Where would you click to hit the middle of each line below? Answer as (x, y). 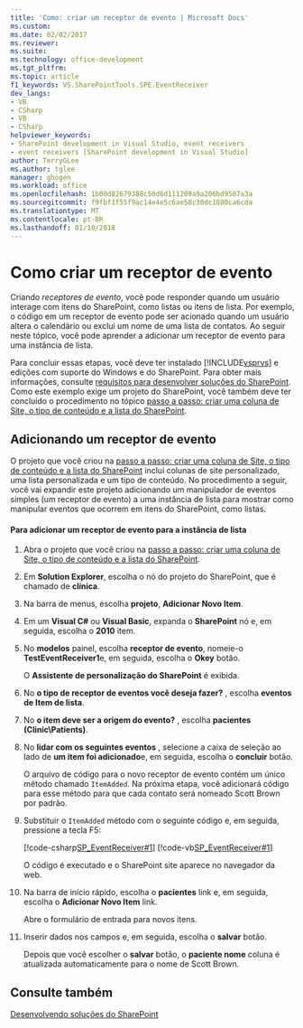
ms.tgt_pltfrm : (39, 69)
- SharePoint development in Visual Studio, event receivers (128, 144)
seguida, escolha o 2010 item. (79, 631)
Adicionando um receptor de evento (114, 439)
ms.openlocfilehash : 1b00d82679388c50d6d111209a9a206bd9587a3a (132, 194)
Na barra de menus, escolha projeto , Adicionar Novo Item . (133, 604)
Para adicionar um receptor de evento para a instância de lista (129, 529)
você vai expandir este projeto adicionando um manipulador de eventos (143, 490)
